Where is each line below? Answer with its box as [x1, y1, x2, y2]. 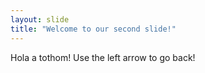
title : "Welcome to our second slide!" [10, 24, 177, 34]
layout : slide [10, 14, 70, 25]
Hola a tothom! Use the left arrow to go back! [10, 51, 196, 63]
